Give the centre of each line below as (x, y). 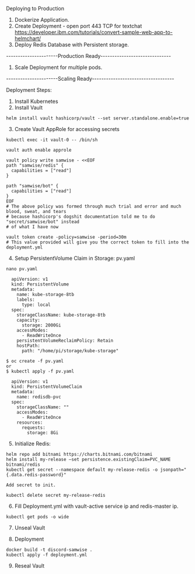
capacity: (29, 320)
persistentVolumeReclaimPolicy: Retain (65, 341)
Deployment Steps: (29, 90)
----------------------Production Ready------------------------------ (88, 56)
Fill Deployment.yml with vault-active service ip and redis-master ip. (96, 506)
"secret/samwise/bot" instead (43, 222)
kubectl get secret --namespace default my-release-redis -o (82, 470)
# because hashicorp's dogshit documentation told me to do (81, 216)
